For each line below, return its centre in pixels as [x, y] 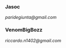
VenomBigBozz [24, 30]
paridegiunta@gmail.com [31, 17]
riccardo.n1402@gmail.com [33, 40]
